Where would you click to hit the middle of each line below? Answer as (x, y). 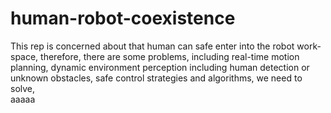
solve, (23, 88)
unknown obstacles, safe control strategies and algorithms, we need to (156, 78)
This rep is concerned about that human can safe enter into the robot (152, 46)
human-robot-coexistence (123, 18)
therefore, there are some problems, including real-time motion (170, 56)
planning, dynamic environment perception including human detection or (160, 67)
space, (24, 56)
